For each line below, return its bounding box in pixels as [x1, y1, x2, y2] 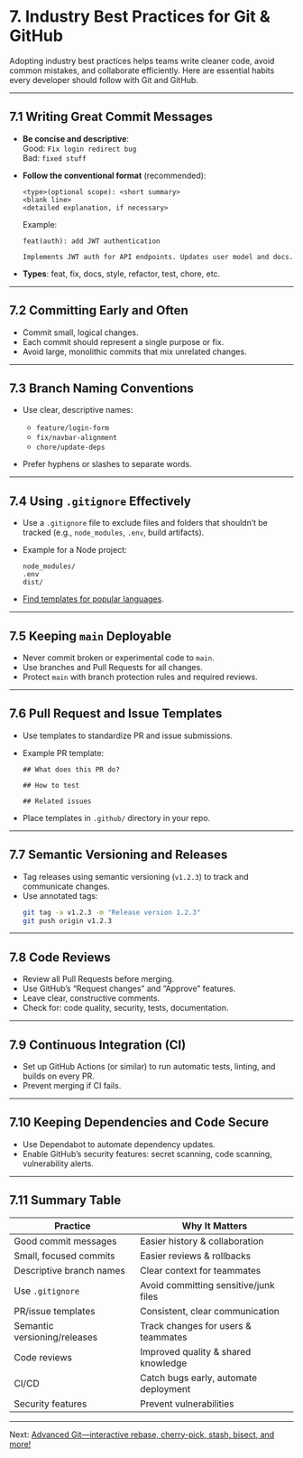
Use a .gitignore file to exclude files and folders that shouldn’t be [22, 518, 269, 528]
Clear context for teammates [139, 1264, 262, 1276]
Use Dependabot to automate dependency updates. [22, 1138, 216, 1149]
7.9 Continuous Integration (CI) [9, 1037, 187, 1052]
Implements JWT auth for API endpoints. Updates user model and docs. [22, 252, 294, 261]
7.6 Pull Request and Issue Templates [9, 706, 223, 722]
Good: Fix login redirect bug [22, 143, 137, 154]
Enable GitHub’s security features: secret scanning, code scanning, [22, 1148, 272, 1159]
